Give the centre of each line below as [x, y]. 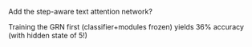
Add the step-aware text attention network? [80, 12]
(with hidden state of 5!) [48, 35]
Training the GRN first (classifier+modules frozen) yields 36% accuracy [126, 27]
